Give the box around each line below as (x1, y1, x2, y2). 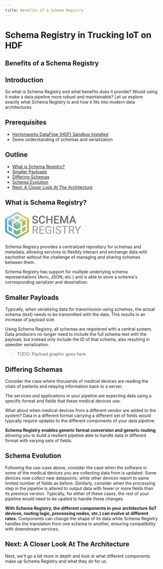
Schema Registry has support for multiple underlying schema (5, 269, 128, 275)
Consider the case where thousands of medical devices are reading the (5, 378, 148, 384)
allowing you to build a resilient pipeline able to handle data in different (5, 432, 147, 438)
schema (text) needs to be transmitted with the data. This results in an (5, 312, 146, 317)
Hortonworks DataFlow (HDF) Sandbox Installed (12, 131, 109, 137)
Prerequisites (5, 118, 47, 127)
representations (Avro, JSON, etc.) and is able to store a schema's (5, 274, 138, 280)
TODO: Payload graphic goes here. (17, 351, 87, 357)
